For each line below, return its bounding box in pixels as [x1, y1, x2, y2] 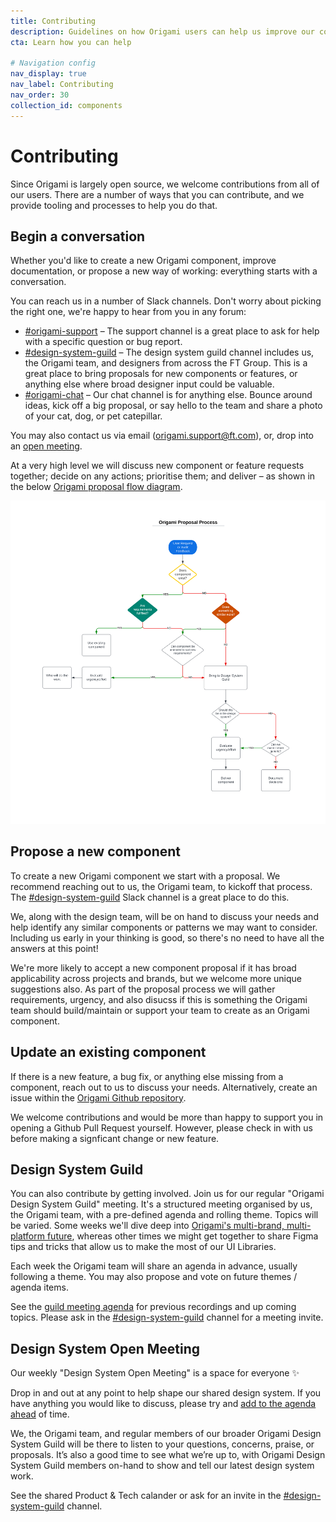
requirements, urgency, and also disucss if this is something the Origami [10, 993, 308, 1005]
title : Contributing [10, 16, 97, 26]
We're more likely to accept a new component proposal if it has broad [10, 961, 297, 974]
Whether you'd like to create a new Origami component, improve [10, 255, 277, 267]
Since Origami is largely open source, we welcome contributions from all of [10, 178, 320, 190]
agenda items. [10, 1281, 69, 1294]
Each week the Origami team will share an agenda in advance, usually [10, 1260, 298, 1272]
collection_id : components [10, 100, 123, 110]
